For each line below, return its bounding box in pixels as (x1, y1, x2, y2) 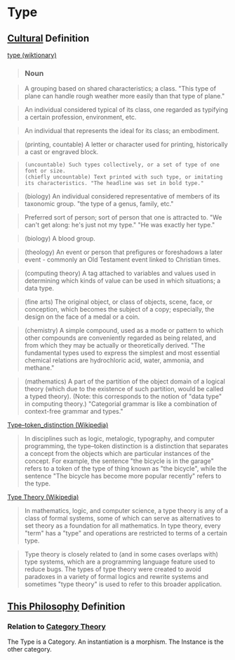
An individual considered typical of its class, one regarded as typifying (24, 106, 229, 114)
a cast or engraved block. (24, 148, 99, 156)
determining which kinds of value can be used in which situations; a (24, 277, 221, 285)
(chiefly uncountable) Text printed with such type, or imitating (24, 174, 223, 181)
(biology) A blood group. (24, 234, 96, 243)
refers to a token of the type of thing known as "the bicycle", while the (24, 464, 227, 473)
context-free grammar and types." (24, 407, 124, 416)
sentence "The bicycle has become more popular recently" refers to (24, 472, 222, 481)
